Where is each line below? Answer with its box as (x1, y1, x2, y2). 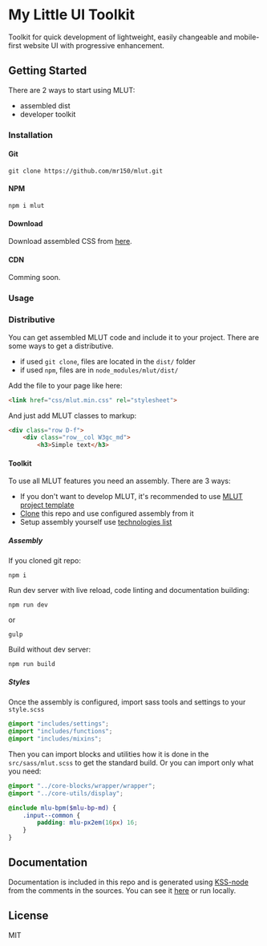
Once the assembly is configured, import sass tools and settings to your (8, 697, 246, 707)
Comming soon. (8, 273, 61, 282)
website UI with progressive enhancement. (22, 40, 164, 50)
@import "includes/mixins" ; (8, 735, 103, 743)
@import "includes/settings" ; (8, 720, 110, 728)
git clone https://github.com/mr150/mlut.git (8, 167, 163, 175)
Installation (8, 129, 54, 140)
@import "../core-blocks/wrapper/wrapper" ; (8, 782, 156, 790)
